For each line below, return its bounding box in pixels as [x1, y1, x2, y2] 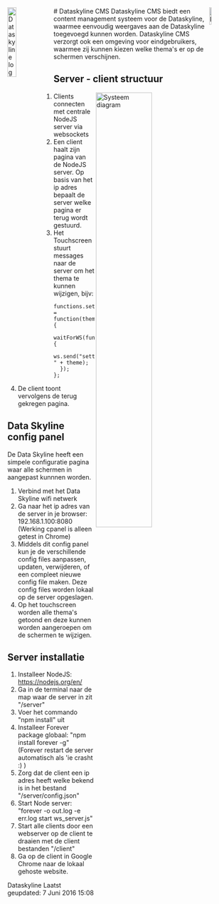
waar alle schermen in [7, 465, 73, 474]
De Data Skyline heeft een [7, 450, 84, 459]
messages [53, 251, 84, 260]
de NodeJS [53, 160, 87, 168]
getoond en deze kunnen [17, 615, 92, 624]
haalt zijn [53, 145, 80, 153]
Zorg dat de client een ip [17, 768, 90, 777]
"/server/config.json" [17, 791, 80, 800]
